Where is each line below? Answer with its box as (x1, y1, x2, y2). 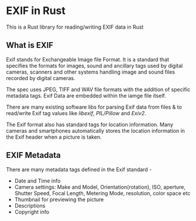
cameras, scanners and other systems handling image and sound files (6, 68, 176, 75)
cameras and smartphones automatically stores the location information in (6, 127, 185, 134)
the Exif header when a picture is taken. (6, 133, 102, 140)
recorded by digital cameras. (6, 74, 75, 81)
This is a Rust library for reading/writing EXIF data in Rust (6, 23, 144, 30)
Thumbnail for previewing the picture (14, 196, 104, 203)
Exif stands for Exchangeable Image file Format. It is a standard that (6, 56, 170, 63)
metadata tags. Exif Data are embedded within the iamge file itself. (6, 92, 166, 99)
